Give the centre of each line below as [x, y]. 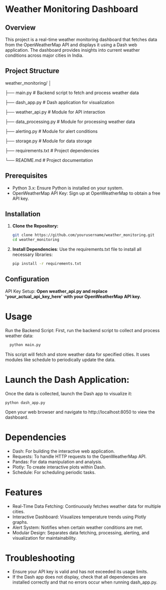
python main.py [25, 345]
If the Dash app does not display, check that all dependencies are [79, 577]
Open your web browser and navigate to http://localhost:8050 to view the [80, 412]
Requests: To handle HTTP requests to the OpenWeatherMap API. [80, 456]
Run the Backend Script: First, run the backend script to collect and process [83, 330]
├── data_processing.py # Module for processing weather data [70, 121]
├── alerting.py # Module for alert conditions [52, 131]
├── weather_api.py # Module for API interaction [55, 112]
